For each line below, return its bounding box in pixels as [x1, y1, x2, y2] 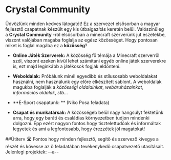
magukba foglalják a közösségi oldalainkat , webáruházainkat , [12, 84, 143, 90]
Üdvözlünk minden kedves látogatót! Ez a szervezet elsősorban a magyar [5, 21, 160, 27]
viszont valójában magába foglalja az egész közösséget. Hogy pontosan [5, 37, 158, 43]
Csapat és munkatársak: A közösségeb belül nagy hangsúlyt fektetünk [12, 109, 164, 115]
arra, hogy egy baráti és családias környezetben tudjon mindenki [12, 114, 150, 121]
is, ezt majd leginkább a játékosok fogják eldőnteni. [12, 63, 121, 69]
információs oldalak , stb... [12, 89, 68, 95]
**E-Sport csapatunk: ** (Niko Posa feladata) [12, 99, 110, 106]
